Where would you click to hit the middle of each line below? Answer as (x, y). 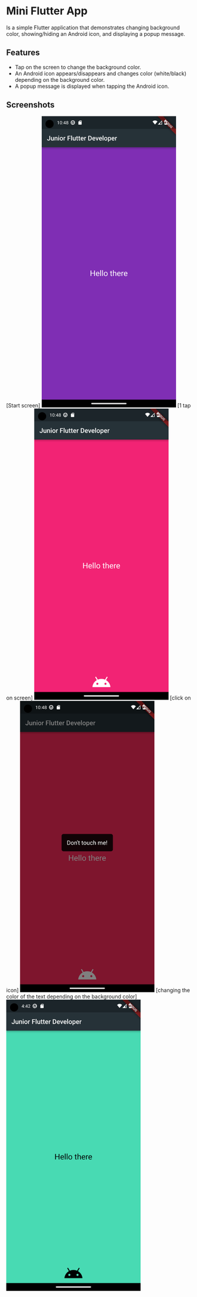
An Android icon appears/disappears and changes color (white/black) (101, 73)
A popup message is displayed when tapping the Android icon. (92, 86)
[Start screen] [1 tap (98, 405)
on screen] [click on (98, 698)
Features (23, 53)
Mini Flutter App (47, 11)
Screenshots (30, 105)
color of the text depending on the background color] (72, 996)
